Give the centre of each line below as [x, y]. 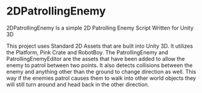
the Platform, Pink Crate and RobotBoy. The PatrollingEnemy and [87, 52]
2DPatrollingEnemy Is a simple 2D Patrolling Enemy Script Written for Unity [100, 28]
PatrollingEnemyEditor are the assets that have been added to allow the [96, 59]
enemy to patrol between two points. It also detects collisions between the [99, 65]
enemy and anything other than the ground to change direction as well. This [101, 71]
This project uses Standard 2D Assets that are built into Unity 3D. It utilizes [100, 46]
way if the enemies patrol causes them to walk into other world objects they [101, 78]
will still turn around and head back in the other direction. [78, 84]
